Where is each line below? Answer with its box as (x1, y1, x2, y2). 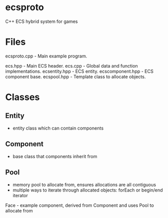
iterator (12, 192, 28, 198)
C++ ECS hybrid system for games (5, 18, 78, 24)
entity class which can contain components (12, 125, 104, 131)
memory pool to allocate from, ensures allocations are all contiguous (12, 181, 156, 188)
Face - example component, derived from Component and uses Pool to (5, 202, 154, 208)
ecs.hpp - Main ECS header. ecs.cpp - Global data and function (5, 63, 138, 69)
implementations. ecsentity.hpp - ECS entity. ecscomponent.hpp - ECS (5, 68, 154, 74)
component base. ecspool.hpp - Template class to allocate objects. (5, 73, 146, 80)
